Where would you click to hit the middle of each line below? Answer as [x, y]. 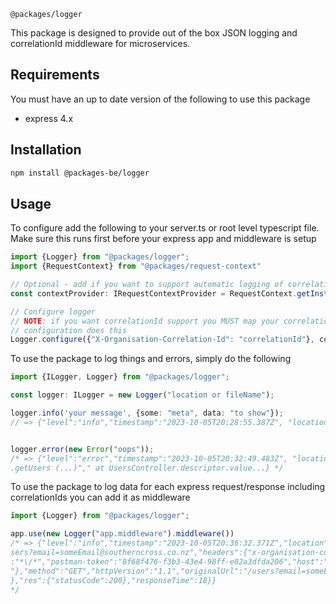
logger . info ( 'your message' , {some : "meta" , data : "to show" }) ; [147, 413]
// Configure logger [53, 311]
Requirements [55, 75]
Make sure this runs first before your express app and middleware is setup [163, 239]
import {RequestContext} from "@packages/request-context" [136, 266]
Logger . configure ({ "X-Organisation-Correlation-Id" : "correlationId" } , [162, 340]
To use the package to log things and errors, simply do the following [151, 359]
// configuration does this [69, 330]
